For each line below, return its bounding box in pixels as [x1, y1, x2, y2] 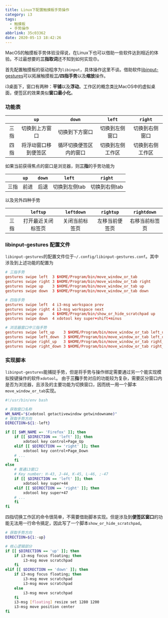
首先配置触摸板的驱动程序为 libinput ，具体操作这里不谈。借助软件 [5, 66, 141, 73]
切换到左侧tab [52, 183, 86, 190]
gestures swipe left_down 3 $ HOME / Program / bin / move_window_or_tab [5, 334, 149, 340]
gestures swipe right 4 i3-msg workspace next [5, 306, 104, 312]
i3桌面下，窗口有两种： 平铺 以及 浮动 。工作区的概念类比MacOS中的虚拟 [5, 83, 151, 89]
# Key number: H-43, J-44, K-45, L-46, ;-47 [14, 472, 108, 477]
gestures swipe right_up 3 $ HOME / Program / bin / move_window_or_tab [5, 339, 149, 344]
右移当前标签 [129, 217, 160, 224]
